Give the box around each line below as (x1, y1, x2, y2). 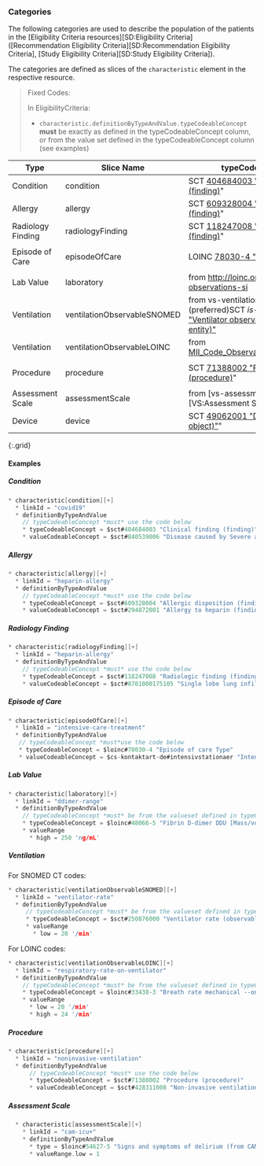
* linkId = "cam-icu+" (22, 1128, 97, 1136)
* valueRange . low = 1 (28, 1149, 101, 1158)
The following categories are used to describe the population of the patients (8, 24, 255, 34)
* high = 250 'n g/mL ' (28, 833, 101, 842)
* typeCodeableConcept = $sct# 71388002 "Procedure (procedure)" (28, 1076, 244, 1084)
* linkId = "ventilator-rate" (15, 893, 114, 901)
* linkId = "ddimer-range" (15, 797, 104, 805)
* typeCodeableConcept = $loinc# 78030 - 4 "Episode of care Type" (18, 746, 234, 754)
